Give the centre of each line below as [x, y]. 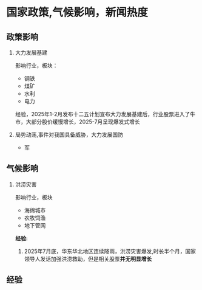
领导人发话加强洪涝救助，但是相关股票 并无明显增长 [88, 258]
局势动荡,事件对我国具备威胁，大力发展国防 [69, 135]
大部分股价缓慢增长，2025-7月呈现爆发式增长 [83, 122]
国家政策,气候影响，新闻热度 [77, 12]
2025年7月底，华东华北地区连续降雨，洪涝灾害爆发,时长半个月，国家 [110, 251]
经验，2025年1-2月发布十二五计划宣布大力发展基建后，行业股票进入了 [103, 114]
